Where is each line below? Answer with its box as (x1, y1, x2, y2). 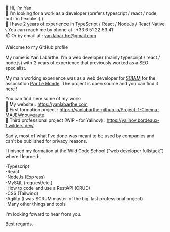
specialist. (5, 65, 27, 71)
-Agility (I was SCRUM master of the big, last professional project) (5, 196, 143, 201)
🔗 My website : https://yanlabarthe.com (5, 101, 88, 107)
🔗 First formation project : (5, 107, 59, 112)
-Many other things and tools (5, 201, 66, 207)
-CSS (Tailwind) (5, 190, 39, 196)
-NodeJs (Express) (5, 174, 45, 180)
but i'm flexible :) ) (5, 16, 43, 21)
